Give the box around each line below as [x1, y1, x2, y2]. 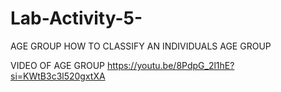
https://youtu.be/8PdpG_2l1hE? [106, 59, 235, 71]
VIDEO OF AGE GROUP [10, 59, 105, 71]
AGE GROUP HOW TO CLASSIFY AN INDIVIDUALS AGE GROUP [10, 40, 272, 52]
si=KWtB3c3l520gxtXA [10, 70, 106, 82]
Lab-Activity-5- [10, 7, 143, 30]
